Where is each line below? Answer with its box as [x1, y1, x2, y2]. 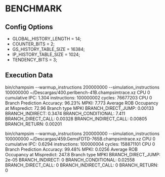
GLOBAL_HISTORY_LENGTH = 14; [12, 36, 82, 42]
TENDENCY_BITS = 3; [12, 57, 58, 62]
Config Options [5, 23, 53, 31]
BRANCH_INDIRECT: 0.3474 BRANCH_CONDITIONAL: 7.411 [5, 110, 125, 116]
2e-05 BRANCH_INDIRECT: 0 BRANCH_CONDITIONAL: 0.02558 [5, 157, 135, 163]
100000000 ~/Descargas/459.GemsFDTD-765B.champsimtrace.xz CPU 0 [5, 135, 156, 141]
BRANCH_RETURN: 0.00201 [5, 121, 62, 127]
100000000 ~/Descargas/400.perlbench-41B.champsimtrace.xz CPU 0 [5, 89, 151, 95]
